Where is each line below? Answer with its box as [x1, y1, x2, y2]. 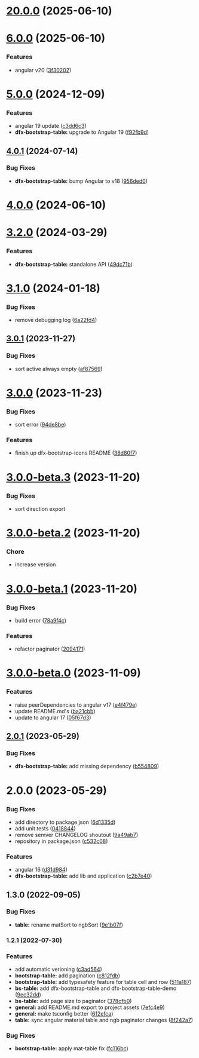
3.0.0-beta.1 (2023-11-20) [6, 582, 137, 596]
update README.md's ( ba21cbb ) [14, 707, 96, 714]
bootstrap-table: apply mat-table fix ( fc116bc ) [14, 1045, 128, 1052]
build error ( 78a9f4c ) [14, 617, 67, 624]
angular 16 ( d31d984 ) [14, 866, 68, 873]
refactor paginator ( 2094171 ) [14, 645, 85, 652]
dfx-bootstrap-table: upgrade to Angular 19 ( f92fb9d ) [14, 128, 149, 136]
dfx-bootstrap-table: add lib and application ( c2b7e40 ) [14, 872, 152, 879]
